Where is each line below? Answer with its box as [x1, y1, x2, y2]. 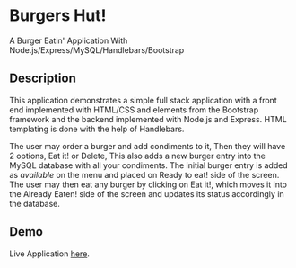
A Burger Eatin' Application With [9, 35, 128, 46]
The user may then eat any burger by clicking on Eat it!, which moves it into [9, 179, 287, 190]
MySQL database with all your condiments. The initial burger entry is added [9, 159, 289, 171]
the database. [9, 198, 61, 209]
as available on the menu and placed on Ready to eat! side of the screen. [9, 169, 280, 180]
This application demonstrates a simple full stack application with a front [9, 94, 277, 105]
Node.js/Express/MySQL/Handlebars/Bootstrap [9, 44, 185, 55]
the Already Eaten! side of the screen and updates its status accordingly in [9, 188, 284, 199]
